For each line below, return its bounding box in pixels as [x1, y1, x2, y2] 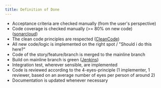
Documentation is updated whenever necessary [12, 77, 108, 83]
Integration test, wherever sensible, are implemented [12, 62, 118, 68]
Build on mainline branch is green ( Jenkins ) [12, 56, 99, 62]
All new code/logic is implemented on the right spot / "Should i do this [12, 41, 152, 47]
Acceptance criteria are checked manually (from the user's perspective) [12, 20, 157, 26]
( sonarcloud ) [12, 31, 38, 36]
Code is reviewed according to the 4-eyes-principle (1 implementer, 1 [12, 67, 150, 73]
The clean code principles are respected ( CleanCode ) [12, 36, 120, 42]
